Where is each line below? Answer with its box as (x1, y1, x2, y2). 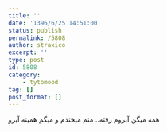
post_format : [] (8, 93, 62, 101)
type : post (8, 56, 45, 64)
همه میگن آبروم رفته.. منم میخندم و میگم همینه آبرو (8, 115, 161, 124)
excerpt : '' (8, 49, 48, 56)
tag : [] (8, 85, 34, 94)
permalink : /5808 (8, 33, 66, 42)
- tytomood (22, 78, 59, 86)
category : (8, 71, 41, 79)
